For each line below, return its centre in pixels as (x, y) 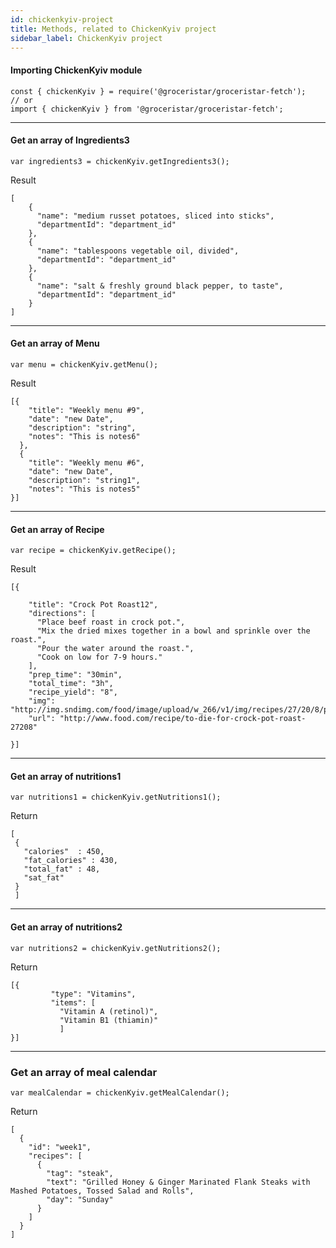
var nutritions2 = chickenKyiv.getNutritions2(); (116, 948)
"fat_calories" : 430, (70, 861)
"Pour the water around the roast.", (115, 649)
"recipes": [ (55, 1156)
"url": (42, 719)
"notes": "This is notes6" (84, 436)
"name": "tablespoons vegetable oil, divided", (138, 251)
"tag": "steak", (80, 1173)
